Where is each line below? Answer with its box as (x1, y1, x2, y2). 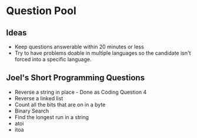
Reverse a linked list (14, 94, 64, 101)
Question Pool (6, 4, 76, 18)
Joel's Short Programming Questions (6, 73, 145, 83)
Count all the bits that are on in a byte (14, 101, 106, 108)
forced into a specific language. (14, 56, 92, 63)
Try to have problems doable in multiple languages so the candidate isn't (14, 50, 191, 57)
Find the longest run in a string (14, 113, 89, 120)
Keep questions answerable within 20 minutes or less (14, 43, 144, 50)
